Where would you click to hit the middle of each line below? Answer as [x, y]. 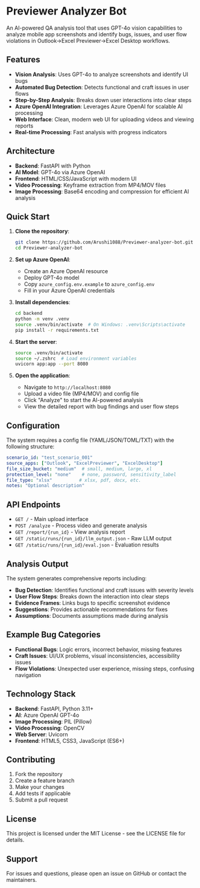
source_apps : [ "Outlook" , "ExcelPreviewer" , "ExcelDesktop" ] [85, 463]
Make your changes [39, 787]
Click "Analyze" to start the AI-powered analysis [83, 400]
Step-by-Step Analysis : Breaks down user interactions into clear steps [103, 100]
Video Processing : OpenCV [50, 728]
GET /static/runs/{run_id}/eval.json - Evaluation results [87, 545]
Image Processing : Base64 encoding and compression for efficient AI [102, 191]
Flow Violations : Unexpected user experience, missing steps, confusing [105, 669]
